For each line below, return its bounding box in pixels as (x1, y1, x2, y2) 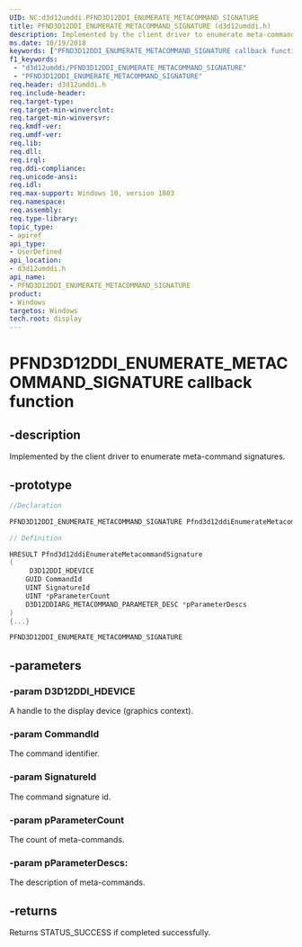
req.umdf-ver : (9, 131, 63, 140)
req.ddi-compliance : (9, 164, 87, 173)
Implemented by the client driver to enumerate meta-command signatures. (9, 451, 286, 462)
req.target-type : (9, 96, 75, 106)
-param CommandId (9, 727, 100, 740)
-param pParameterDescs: (9, 856, 129, 869)
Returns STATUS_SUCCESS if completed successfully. (9, 927, 211, 937)
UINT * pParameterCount (25, 591, 111, 600)
